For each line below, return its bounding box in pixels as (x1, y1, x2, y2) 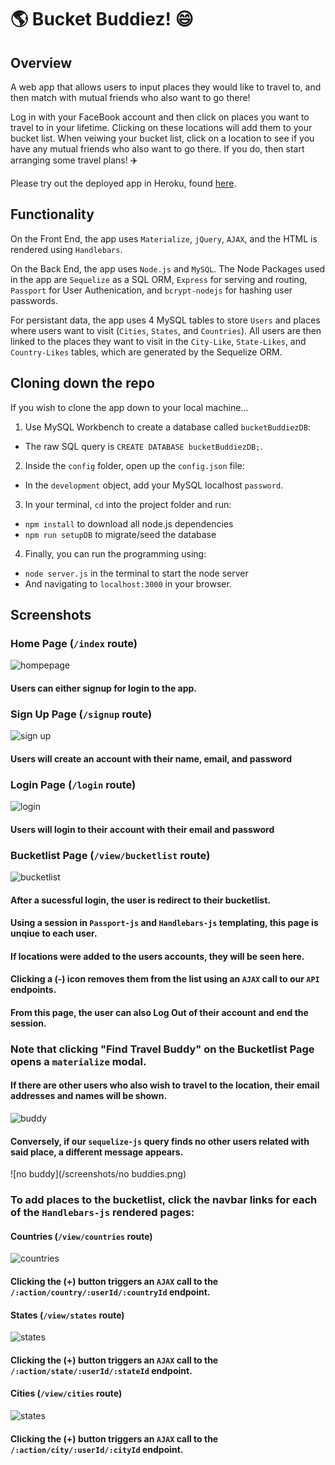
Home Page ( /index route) (10, 636, 138, 650)
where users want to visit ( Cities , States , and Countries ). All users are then (10, 324, 322, 336)
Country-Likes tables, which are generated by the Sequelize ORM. (10, 346, 283, 358)
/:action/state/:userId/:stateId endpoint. (10, 1364, 193, 1376)
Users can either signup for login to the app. (10, 682, 198, 694)
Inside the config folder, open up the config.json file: (24, 459, 245, 471)
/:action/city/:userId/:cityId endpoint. (10, 1443, 184, 1455)
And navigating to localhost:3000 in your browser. (24, 577, 232, 590)
